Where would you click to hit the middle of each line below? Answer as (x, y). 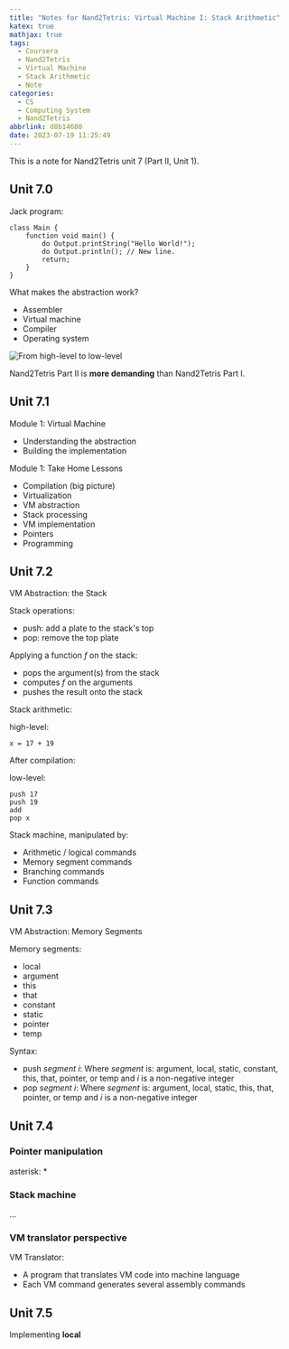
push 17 (24, 795)
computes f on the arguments (78, 682)
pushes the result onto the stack (82, 692)
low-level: (28, 778)
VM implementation (59, 524)
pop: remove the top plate (70, 638)
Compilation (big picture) (69, 485)
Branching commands (63, 872)
